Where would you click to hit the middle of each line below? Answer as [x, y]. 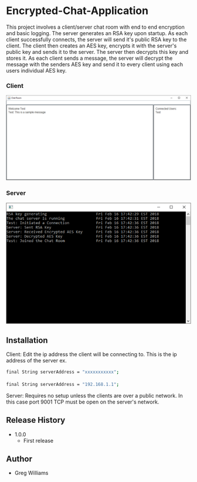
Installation [27, 340]
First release [38, 440]
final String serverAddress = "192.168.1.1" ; [62, 384]
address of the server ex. [36, 361]
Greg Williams [31, 473]
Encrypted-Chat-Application [77, 11]
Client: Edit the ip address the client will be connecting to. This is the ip [91, 354]
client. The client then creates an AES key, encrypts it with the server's [91, 46]
